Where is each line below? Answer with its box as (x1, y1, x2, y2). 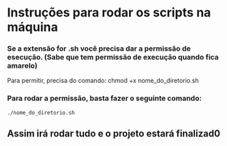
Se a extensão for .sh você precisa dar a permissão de (7, 44, 191, 53)
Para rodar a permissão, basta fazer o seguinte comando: (7, 94, 202, 104)
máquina (7, 19, 58, 35)
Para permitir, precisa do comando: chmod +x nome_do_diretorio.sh (7, 77, 199, 85)
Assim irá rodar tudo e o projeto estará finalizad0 (7, 128, 221, 140)
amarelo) (7, 61, 38, 71)
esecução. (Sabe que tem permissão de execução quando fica (7, 53, 219, 62)
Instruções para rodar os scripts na (7, 5, 211, 21)
